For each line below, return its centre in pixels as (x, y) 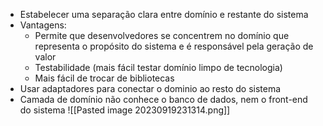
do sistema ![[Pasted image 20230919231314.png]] (125, 110)
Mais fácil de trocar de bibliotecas (104, 78)
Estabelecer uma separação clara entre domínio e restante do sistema (164, 14)
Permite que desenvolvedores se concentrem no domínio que (162, 35)
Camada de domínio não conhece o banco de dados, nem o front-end (163, 99)
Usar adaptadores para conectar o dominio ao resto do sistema (150, 88)
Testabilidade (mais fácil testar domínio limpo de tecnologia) (158, 67)
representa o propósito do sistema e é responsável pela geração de (174, 46)
